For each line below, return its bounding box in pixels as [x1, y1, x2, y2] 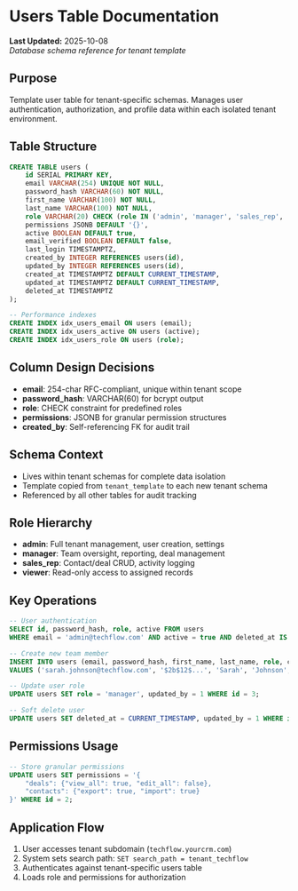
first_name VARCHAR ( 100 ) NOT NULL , [25, 195, 157, 205]
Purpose [9, 71, 58, 86]
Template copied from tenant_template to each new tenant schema [21, 480, 268, 490]
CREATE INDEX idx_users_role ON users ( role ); [9, 336, 184, 345]
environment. [9, 113, 58, 123]
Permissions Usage [9, 739, 119, 754]
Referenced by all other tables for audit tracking [21, 489, 197, 500]
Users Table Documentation [9, 6, 220, 27]
